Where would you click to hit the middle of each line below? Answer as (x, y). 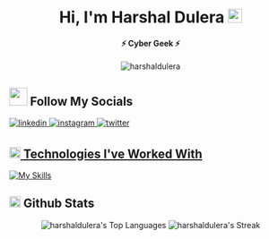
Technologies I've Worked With (113, 154)
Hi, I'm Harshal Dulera (142, 17)
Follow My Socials (82, 101)
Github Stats (59, 204)
